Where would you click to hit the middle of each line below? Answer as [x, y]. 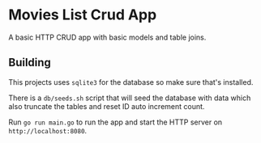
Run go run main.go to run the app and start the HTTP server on [116, 122]
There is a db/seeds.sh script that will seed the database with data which [130, 98]
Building [30, 63]
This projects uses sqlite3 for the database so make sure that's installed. [131, 82]
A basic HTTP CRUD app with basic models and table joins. [107, 37]
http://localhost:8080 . [48, 130]
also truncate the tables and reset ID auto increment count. [107, 106]
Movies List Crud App [83, 15]
